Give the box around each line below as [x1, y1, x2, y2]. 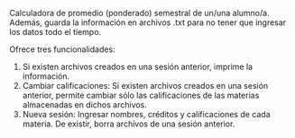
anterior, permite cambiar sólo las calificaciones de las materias [22, 90, 260, 100]
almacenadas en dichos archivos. [22, 99, 147, 110]
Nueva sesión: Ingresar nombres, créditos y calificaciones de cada [22, 109, 271, 119]
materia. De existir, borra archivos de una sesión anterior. [22, 118, 235, 129]
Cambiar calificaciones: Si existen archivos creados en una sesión [22, 81, 269, 91]
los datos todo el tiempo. [9, 27, 102, 37]
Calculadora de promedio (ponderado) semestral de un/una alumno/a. [9, 8, 270, 18]
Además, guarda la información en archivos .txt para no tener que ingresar [9, 17, 287, 28]
